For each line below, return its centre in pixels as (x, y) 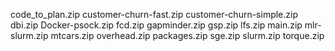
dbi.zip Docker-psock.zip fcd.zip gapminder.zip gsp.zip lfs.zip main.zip (156, 25)
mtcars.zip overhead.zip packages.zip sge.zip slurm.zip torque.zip (187, 35)
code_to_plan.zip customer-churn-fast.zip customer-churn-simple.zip (154, 14)
